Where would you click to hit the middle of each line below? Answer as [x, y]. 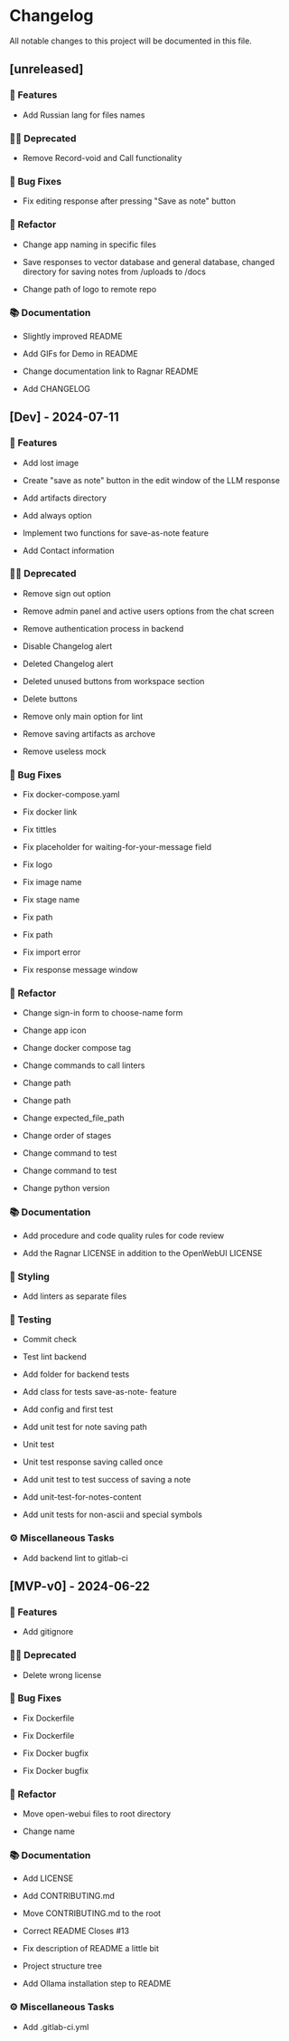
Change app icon [55, 1030]
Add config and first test [68, 1409]
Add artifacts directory [64, 498]
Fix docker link [50, 812]
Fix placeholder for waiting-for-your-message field [117, 847]
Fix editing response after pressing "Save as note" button [129, 201]
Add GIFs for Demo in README [80, 353]
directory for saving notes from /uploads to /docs [114, 272]
